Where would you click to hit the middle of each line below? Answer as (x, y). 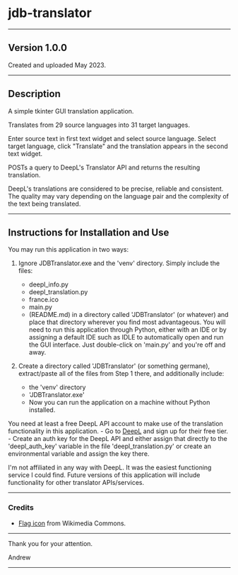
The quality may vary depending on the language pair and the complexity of (118, 196)
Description (34, 94)
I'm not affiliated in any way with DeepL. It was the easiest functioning (110, 468)
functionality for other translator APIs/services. (76, 483)
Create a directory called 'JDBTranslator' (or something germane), (114, 366)
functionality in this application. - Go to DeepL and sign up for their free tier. (118, 431)
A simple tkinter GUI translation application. (71, 111)
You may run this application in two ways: (69, 250)
